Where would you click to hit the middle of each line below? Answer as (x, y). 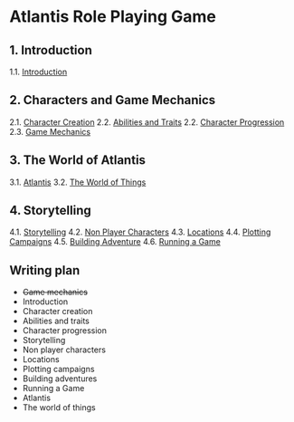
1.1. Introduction (38, 72)
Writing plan (45, 270)
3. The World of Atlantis (78, 160)
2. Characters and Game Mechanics (113, 100)
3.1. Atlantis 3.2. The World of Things (78, 182)
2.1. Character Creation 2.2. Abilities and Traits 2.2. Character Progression (147, 122)
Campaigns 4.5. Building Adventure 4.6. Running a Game (115, 242)
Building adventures (60, 379)
